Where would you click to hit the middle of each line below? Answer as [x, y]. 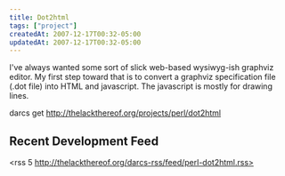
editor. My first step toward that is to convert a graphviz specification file [142, 77]
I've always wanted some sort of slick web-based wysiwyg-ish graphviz [142, 68]
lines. [19, 96]
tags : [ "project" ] [43, 26]
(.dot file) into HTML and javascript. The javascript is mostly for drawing [141, 86]
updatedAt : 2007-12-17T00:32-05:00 [75, 42]
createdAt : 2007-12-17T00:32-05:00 [75, 34]
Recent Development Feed [84, 141]
